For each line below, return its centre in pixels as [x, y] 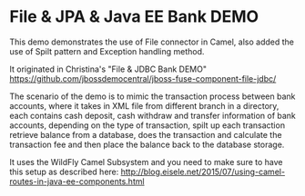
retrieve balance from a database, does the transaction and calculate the [146, 134]
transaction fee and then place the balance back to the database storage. [147, 144]
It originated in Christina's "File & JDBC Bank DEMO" [108, 69]
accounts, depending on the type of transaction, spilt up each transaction [147, 125]
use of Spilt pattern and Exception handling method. [107, 51]
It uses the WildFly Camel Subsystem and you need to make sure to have [146, 162]
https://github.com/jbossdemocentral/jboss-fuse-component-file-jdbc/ [143, 78]
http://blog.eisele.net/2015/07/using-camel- [203, 171]
